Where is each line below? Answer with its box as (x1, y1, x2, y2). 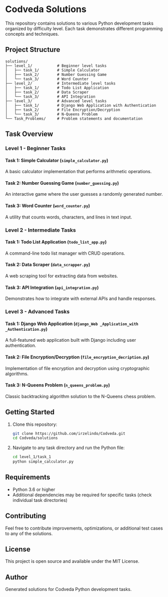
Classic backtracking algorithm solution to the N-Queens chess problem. (5, 393, 156, 399)
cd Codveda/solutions (12, 435, 58, 441)
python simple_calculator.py (12, 459, 74, 464)
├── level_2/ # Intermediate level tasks (5, 81, 116, 86)
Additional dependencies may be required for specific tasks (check (12, 492, 152, 498)
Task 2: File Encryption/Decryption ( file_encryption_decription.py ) (5, 354, 149, 360)
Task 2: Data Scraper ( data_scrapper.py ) (5, 262, 91, 268)
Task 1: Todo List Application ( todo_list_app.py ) (5, 239, 107, 245)
